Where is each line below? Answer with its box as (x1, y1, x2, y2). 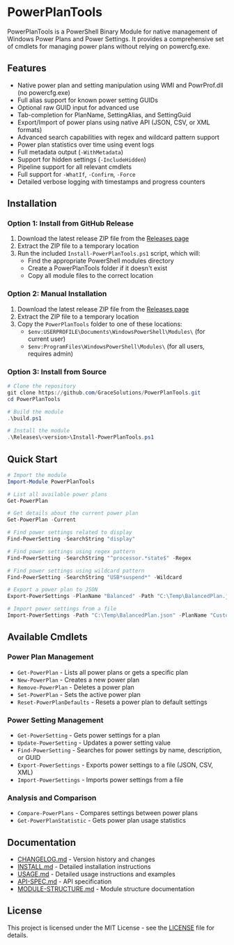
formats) (17, 125, 42, 133)
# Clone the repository (7, 383, 77, 390)
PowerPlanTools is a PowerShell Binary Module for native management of (7, 27, 218, 36)
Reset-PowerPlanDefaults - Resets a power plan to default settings (17, 698, 208, 706)
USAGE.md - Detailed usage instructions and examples (17, 870, 175, 879)
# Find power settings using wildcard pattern (7, 567, 145, 574)
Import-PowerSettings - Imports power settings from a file (17, 775, 183, 784)
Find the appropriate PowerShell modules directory (27, 256, 174, 265)
